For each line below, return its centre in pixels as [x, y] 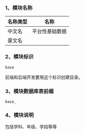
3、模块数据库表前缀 [29, 91]
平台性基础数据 [50, 32]
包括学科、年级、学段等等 [31, 127]
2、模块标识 [19, 57]
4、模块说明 [19, 115]
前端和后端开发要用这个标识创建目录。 [44, 77]
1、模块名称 [19, 7]
